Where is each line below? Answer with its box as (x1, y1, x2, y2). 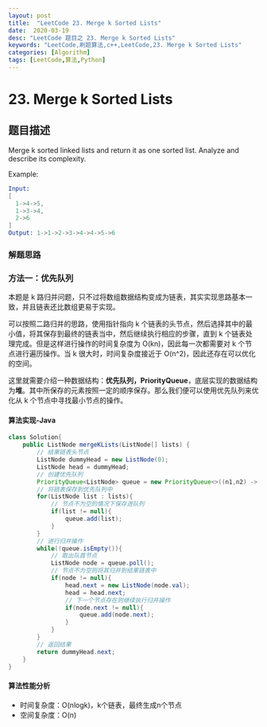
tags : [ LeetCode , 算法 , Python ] (8, 56, 106, 64)
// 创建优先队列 (37, 470, 83, 478)
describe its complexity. (8, 154, 87, 163)
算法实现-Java (8, 415, 56, 425)
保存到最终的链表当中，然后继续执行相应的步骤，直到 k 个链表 (42, 329, 246, 339)
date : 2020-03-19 (8, 26, 69, 34)
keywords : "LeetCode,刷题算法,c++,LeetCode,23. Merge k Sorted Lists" (8, 41, 242, 49)
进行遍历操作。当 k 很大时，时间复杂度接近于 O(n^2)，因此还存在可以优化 (14, 349, 256, 359)
